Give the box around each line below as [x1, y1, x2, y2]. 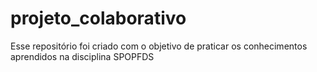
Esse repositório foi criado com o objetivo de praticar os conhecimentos [10, 40, 308, 52]
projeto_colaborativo [10, 7, 187, 30]
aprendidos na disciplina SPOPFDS [10, 50, 155, 62]
